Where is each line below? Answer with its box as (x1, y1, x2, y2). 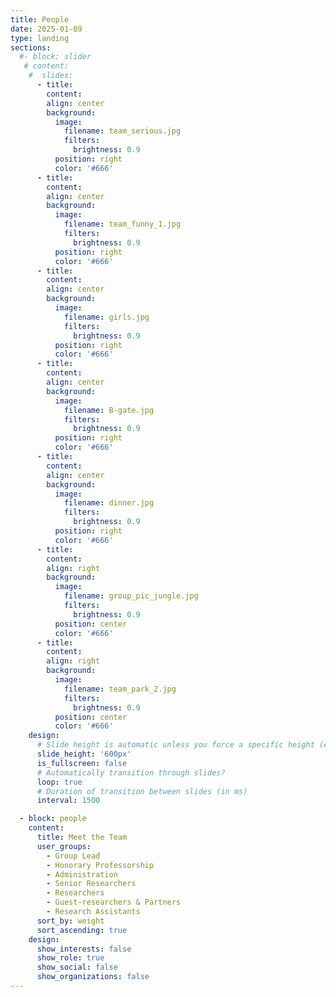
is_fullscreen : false (36, 758, 128, 768)
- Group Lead (46, 851, 101, 861)
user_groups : (36, 841, 92, 851)
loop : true (36, 777, 83, 787)
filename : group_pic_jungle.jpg (63, 591, 199, 601)
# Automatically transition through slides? (36, 767, 226, 778)
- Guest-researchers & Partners (46, 897, 182, 908)
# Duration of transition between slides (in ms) (36, 786, 248, 796)
